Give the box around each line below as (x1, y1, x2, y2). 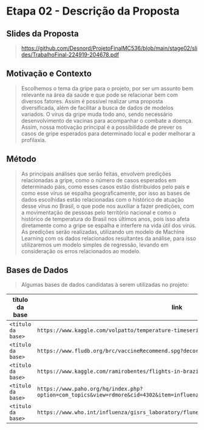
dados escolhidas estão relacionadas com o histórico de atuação (21, 196, 184, 203)
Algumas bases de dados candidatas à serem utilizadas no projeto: (21, 281, 189, 288)
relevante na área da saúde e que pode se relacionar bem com (21, 91, 178, 98)
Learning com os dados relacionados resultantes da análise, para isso (21, 234, 196, 242)
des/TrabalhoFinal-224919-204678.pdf (21, 51, 120, 58)
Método (6, 154, 36, 165)
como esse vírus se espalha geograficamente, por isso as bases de (21, 189, 190, 197)
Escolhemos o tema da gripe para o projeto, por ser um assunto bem (21, 84, 193, 92)
